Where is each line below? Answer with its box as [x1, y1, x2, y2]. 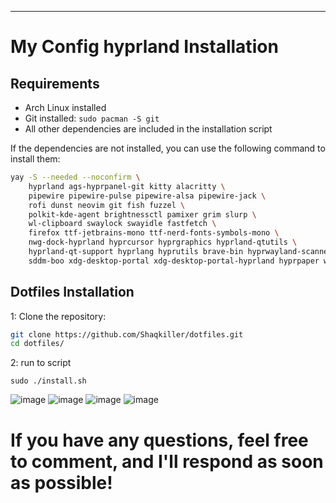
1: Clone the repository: [10, 310, 107, 322]
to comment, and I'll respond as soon [10, 450, 324, 473]
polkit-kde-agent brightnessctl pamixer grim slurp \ [28, 209, 257, 220]
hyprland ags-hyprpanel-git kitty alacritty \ [28, 181, 226, 191]
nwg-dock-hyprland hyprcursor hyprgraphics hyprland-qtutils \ [28, 237, 298, 248]
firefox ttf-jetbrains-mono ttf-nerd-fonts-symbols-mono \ [28, 228, 280, 238]
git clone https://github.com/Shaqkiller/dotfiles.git [10, 329, 244, 340]
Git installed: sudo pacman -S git [24, 112, 160, 124]
